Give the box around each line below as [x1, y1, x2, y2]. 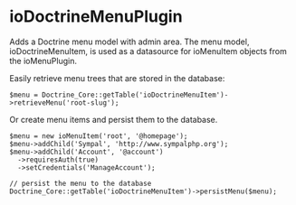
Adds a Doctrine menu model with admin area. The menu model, [9, 36, 250, 47]
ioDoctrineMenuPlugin [9, 6, 183, 27]
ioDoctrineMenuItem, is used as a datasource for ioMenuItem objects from [9, 45, 287, 56]
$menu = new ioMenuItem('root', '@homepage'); [9, 131, 188, 141]
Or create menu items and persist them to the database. [9, 114, 218, 125]
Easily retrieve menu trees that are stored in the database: [9, 72, 225, 83]
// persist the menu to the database [9, 179, 152, 188]
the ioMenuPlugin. [9, 55, 77, 66]
